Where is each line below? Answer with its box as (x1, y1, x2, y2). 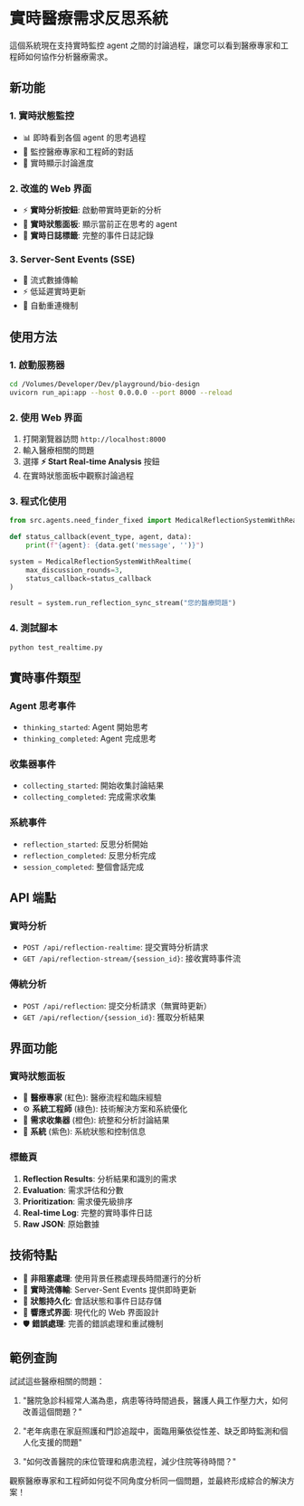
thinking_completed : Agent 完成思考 (22, 734, 157, 744)
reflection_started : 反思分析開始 (22, 838, 148, 849)
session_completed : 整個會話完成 (22, 861, 145, 872)
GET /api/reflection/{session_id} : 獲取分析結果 (22, 1011, 205, 1022)
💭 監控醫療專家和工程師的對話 (22, 146, 134, 156)
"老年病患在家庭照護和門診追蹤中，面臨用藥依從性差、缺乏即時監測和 (22, 1425, 280, 1436)
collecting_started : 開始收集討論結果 (22, 780, 165, 791)
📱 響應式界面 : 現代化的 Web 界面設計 (22, 1307, 160, 1318)
